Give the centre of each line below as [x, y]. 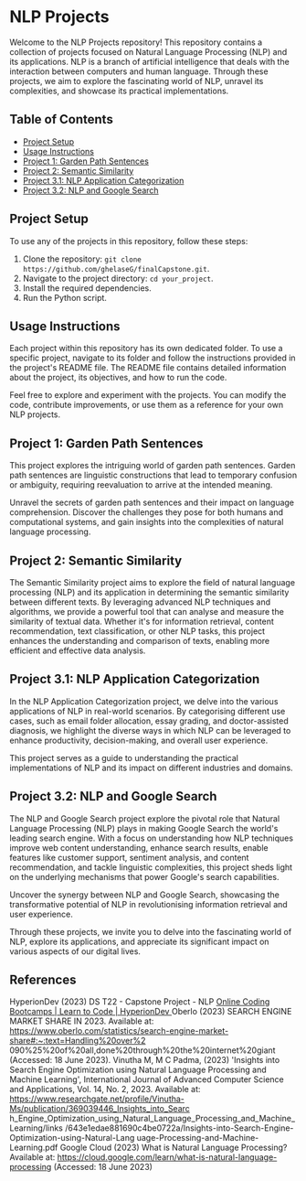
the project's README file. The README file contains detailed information [148, 368]
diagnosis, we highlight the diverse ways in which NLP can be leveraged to [150, 730]
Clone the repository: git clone [82, 259]
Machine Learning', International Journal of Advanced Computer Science [147, 1079]
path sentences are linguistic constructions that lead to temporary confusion [153, 475]
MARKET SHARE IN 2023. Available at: [82, 1021]
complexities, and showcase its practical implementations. [119, 91]
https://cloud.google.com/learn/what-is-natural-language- [167, 1157]
